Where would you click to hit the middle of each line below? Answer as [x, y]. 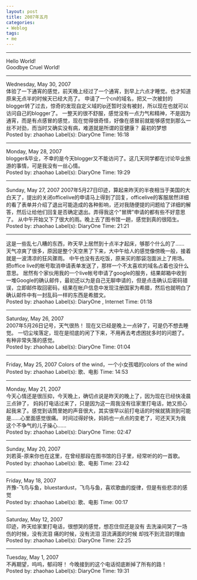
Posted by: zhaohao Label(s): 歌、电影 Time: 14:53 [67, 372]
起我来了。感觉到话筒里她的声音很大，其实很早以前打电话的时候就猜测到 [93, 411]
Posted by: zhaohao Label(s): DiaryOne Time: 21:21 [68, 226]
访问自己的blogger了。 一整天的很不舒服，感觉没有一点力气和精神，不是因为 [98, 113]
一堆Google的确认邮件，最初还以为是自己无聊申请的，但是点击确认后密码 [94, 280]
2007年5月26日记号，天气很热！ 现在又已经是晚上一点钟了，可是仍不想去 [95, 326]
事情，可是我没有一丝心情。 [50, 166]
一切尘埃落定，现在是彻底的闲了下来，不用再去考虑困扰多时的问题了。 [102, 333]
